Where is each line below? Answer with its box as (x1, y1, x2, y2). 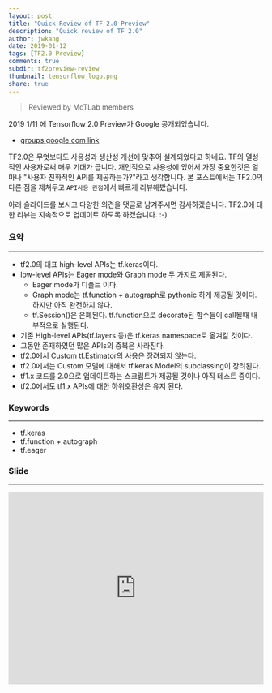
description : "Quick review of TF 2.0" (8, 27, 143, 35)
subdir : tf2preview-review (8, 65, 100, 73)
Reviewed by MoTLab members (28, 102, 134, 112)
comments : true (8, 58, 60, 66)
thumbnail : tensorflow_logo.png (8, 72, 117, 80)
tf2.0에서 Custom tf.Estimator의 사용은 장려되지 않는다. (19, 351, 197, 360)
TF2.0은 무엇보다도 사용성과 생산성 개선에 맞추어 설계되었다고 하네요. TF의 (8, 152, 244, 161)
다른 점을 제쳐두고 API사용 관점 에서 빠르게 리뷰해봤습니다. (8, 182, 188, 192)
